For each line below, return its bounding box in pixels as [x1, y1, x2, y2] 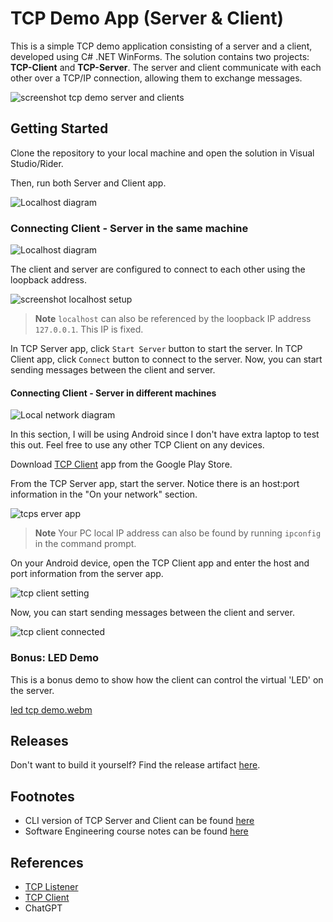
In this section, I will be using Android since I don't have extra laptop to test [10, 428, 320, 441]
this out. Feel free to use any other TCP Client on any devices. [10, 439, 265, 451]
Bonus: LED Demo [10, 651, 100, 665]
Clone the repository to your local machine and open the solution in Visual [10, 147, 315, 159]
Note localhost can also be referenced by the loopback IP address [34, 313, 312, 325]
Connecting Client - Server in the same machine [10, 221, 249, 235]
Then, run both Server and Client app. [10, 177, 167, 189]
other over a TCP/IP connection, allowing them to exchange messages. [10, 72, 303, 84]
